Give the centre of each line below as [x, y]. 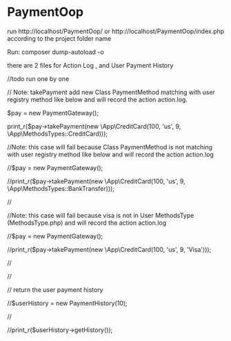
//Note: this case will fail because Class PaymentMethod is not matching [110, 147]
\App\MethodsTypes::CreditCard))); [58, 133]
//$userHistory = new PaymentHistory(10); [67, 303]
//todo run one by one [38, 79]
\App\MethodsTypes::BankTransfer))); [61, 188]
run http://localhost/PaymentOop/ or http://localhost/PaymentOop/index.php [116, 31]
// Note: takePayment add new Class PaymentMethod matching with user [111, 92]
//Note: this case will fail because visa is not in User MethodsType [101, 215]
